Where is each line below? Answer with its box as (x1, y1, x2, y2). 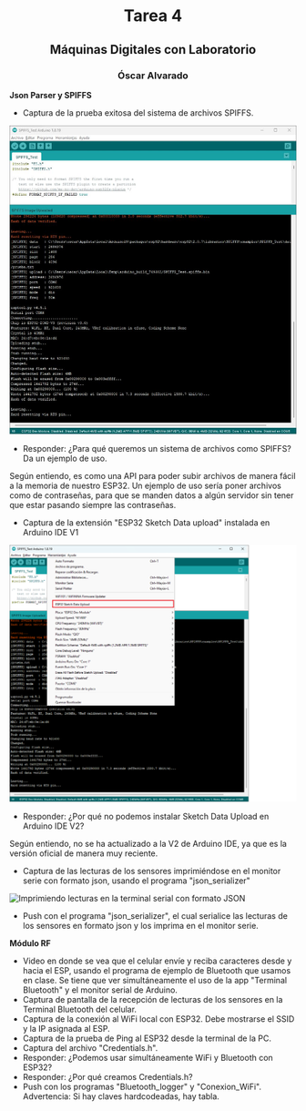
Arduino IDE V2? (22, 821, 85, 831)
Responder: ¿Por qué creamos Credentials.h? (22, 1072, 193, 1083)
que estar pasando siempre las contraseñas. (9, 499, 177, 510)
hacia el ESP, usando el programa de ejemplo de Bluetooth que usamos (22, 965, 291, 976)
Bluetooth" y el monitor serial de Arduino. (22, 984, 178, 995)
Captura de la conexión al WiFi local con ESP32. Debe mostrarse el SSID (22, 1014, 295, 1024)
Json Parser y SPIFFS (9, 89, 93, 100)
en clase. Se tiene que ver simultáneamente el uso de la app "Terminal (22, 975, 288, 986)
